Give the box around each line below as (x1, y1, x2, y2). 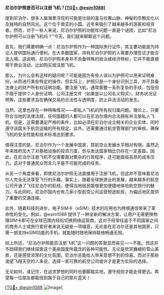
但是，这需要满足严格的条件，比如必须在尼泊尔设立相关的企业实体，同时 (13, 119, 159, 125)
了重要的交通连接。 (5, 195, 44, 200)
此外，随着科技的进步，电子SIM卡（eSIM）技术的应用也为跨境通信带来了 (5, 205, 151, 211)
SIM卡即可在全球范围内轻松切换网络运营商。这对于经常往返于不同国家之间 (9, 217, 159, 223)
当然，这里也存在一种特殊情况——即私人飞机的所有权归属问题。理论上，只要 (5, 107, 159, 113)
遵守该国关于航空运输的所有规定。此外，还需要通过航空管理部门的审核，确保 (5, 125, 159, 131)
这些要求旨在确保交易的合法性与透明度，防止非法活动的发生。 (18, 97, 142, 102)
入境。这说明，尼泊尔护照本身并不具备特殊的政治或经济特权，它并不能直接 (9, 56, 159, 61)
